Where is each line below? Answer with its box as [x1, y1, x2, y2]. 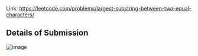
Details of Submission [6, 28, 89, 38]
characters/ [6, 11, 34, 18]
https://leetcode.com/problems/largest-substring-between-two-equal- [19, 5, 192, 12]
